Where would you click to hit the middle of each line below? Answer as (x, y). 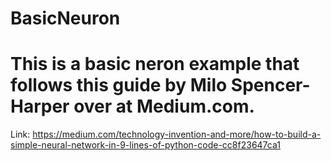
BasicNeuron (65, 18)
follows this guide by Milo (119, 85)
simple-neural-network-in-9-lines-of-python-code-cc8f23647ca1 (145, 145)
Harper (40, 106)
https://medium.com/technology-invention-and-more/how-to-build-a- (177, 134)
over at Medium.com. (164, 106)
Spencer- (270, 85)
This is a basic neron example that (155, 64)
